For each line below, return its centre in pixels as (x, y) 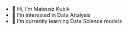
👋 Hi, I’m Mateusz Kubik (41, 9)
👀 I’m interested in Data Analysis (51, 15)
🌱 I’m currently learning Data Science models (67, 21)
